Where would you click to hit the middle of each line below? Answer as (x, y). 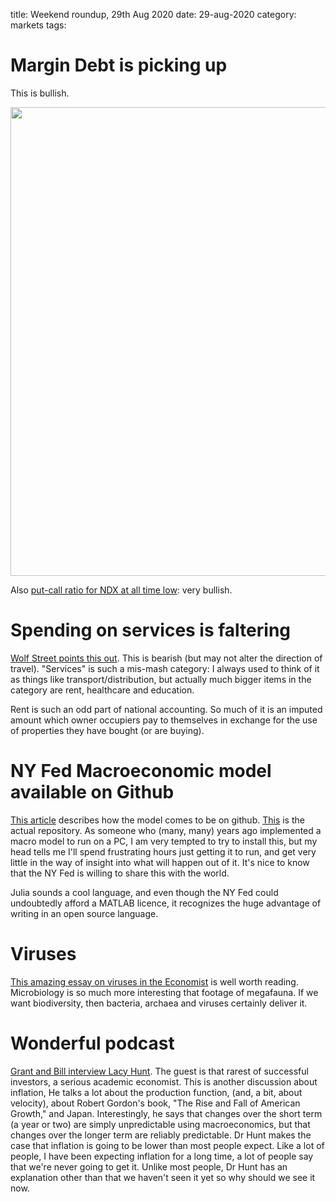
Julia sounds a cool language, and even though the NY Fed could (144, 892)
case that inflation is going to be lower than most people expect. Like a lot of (167, 1145)
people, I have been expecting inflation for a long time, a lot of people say (162, 1156)
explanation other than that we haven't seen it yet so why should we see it (163, 1177)
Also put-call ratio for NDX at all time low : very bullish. (121, 590)
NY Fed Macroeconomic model (141, 771)
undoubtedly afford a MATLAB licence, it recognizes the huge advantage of (166, 903)
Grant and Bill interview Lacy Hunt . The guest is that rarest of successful (159, 1071)
